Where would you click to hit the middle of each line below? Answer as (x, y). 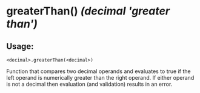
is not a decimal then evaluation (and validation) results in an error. (89, 84)
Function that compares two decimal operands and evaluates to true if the (98, 71)
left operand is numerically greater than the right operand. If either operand (100, 78)
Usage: (20, 46)
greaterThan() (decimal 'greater (88, 11)
